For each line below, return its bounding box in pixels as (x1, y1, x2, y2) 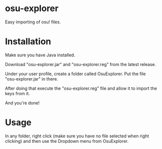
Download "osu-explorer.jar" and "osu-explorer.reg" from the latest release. (5, 61, 156, 67)
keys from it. (5, 90, 30, 96)
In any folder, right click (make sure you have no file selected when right (5, 133, 149, 139)
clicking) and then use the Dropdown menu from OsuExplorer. (5, 138, 129, 144)
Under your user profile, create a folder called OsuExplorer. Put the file (5, 71, 146, 77)
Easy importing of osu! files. (5, 19, 61, 25)
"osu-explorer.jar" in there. (5, 76, 58, 82)
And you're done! (5, 100, 40, 106)
